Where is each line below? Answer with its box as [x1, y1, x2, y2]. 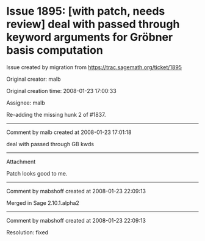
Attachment [6, 158, 36, 165]
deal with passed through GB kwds [6, 140, 95, 147]
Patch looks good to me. [6, 169, 68, 177]
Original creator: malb [6, 75, 61, 83]
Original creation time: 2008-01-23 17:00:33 [6, 87, 117, 94]
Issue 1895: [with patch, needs [6, 4, 165, 18]
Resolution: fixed [6, 228, 49, 236]
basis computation [6, 43, 104, 57]
